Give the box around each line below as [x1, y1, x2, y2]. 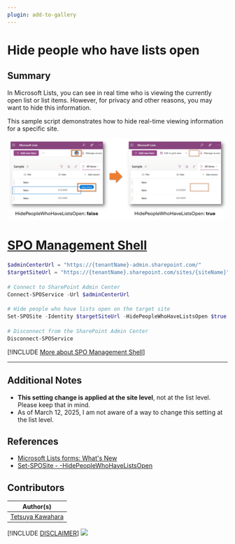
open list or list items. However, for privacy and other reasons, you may [7, 96, 213, 104]
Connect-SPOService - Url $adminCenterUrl [7, 291, 130, 298]
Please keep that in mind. [17, 400, 91, 409]
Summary [7, 70, 51, 82]
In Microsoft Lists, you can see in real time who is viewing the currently [7, 88, 212, 97]
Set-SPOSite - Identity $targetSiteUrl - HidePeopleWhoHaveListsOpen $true [7, 313, 227, 321]
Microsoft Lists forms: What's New [17, 454, 117, 462]
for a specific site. [7, 124, 59, 133]
